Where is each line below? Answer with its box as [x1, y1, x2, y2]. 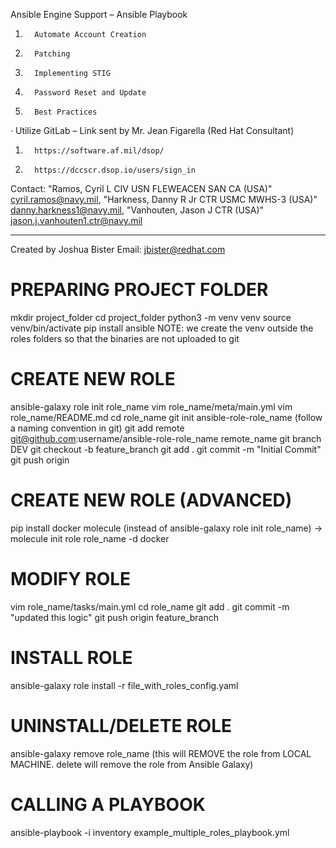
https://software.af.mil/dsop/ [34, 146, 165, 156]
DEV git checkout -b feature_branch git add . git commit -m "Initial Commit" [10, 443, 322, 455]
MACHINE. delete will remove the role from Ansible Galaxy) [10, 758, 254, 770]
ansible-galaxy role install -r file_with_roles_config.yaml [10, 679, 239, 691]
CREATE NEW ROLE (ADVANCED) [10, 489, 293, 512]
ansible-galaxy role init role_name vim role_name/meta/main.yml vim [10, 400, 293, 413]
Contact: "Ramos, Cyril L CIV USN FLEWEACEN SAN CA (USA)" [10, 183, 273, 194]
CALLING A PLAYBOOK [10, 793, 206, 816]
